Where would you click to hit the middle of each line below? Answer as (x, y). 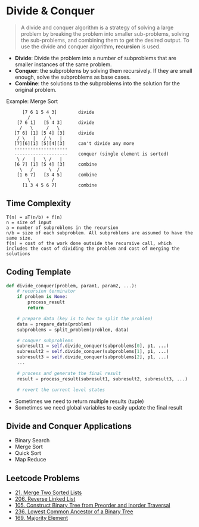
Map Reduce (30, 460)
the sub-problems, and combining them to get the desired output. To (105, 40)
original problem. (35, 89)
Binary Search (32, 441)
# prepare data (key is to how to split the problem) (85, 318)
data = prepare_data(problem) (55, 324)
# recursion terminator (46, 291)
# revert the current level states (61, 390)
